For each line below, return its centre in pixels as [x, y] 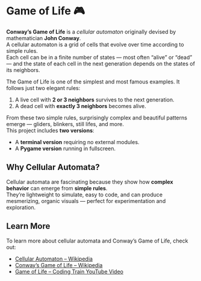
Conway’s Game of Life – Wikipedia [59, 265]
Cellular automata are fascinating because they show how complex [90, 182]
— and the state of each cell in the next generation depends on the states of [101, 64]
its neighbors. [23, 70]
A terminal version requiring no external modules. [77, 142]
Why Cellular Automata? [53, 167]
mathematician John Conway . [44, 38]
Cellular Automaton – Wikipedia [54, 259]
